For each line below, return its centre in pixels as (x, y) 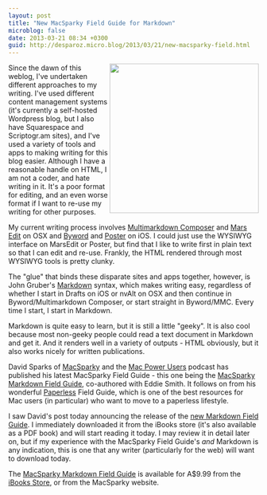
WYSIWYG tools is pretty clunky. (62, 261)
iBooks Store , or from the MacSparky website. (84, 482)
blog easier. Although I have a (57, 161)
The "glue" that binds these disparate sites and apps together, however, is (129, 277)
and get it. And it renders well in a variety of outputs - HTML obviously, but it (133, 343)
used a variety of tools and (52, 144)
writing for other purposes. (52, 212)
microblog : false (37, 30)
